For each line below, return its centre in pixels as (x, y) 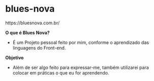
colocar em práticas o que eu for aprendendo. (61, 73)
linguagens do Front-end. (39, 48)
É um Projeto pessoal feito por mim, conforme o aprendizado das (81, 42)
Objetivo (14, 57)
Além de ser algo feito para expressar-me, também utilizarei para (81, 67)
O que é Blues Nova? (27, 32)
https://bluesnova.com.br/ (33, 23)
